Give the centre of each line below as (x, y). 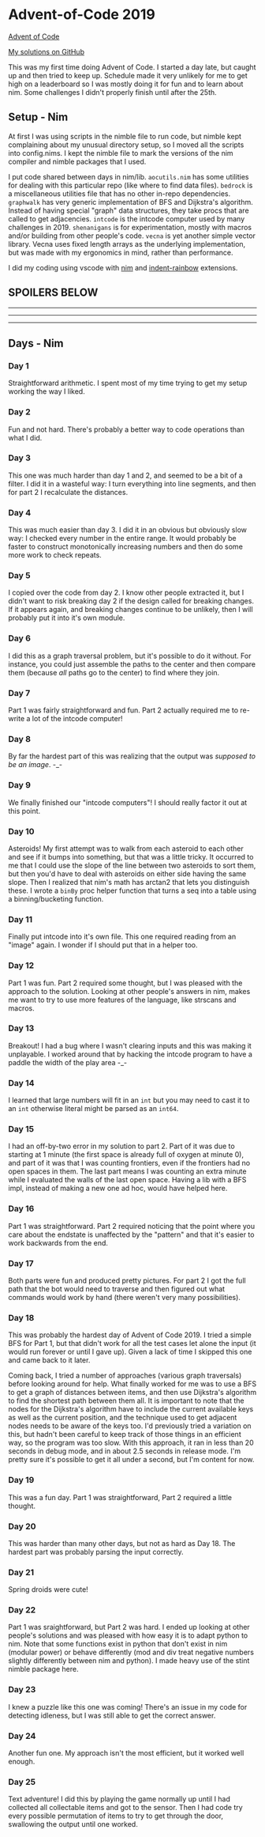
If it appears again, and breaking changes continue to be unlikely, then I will (131, 610)
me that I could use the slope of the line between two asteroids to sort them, (132, 865)
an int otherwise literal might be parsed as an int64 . (93, 1109)
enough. (22, 1762)
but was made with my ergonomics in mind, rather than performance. (121, 252)
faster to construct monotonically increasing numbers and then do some (125, 546)
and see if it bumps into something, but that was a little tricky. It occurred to (131, 856)
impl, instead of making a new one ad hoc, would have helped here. (118, 1189)
